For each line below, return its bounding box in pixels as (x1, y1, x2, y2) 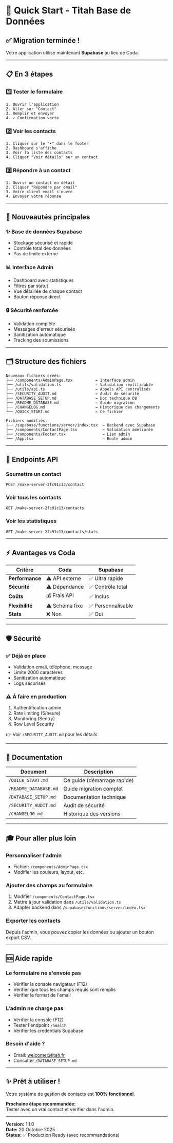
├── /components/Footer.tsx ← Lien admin (6, 432, 130, 437)
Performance (8, 575, 42, 582)
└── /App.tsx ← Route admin (6, 436, 132, 441)
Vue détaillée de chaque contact (13, 288, 83, 294)
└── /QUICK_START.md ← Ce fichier (6, 409, 124, 415)
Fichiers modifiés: (6, 418, 48, 423)
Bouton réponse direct (13, 294, 61, 300)
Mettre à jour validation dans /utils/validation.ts (13, 899, 121, 905)
